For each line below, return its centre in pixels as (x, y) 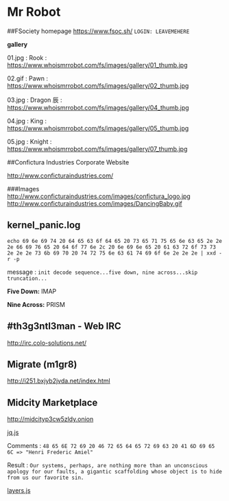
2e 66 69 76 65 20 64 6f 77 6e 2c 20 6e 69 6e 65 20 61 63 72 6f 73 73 (111, 247)
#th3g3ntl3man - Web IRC (64, 327)
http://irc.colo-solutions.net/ (47, 343)
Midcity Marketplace (52, 402)
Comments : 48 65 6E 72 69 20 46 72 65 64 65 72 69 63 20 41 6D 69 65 (111, 446)
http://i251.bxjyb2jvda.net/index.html (59, 381)
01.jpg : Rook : (27, 57)
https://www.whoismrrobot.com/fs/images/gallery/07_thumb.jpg (97, 149)
